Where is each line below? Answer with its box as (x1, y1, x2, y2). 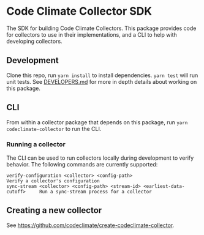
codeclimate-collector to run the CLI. (6, 125, 102, 132)
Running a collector (6, 140, 66, 149)
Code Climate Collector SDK (6, 4, 152, 18)
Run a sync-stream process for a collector (39, 188, 152, 195)
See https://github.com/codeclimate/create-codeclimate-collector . (6, 222, 175, 229)
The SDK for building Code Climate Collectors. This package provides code (6, 24, 197, 32)
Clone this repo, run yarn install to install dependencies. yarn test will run (6, 72, 198, 79)
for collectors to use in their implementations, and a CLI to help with (6, 31, 177, 38)
